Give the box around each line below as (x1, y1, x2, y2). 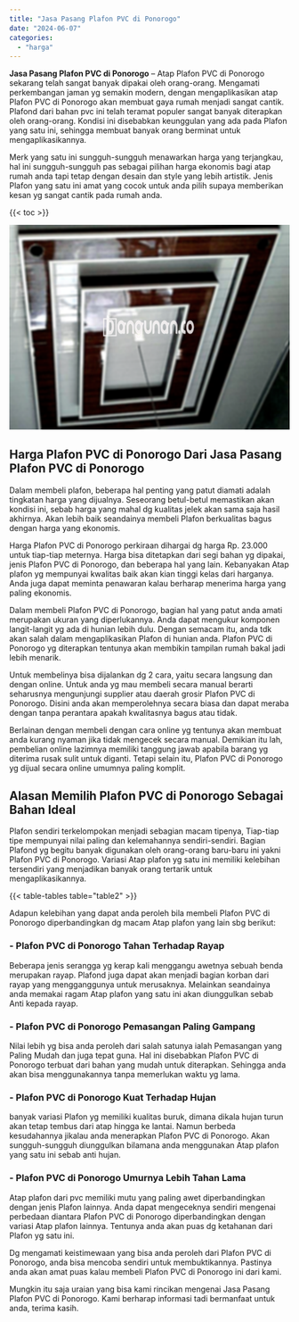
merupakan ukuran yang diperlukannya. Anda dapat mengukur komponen (9, 614, 280, 625)
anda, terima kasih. (9, 1302, 79, 1313)
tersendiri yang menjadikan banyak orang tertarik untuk (9, 864, 213, 875)
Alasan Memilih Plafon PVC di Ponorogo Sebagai (9, 788, 284, 803)
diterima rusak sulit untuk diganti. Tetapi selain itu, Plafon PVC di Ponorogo (9, 752, 283, 763)
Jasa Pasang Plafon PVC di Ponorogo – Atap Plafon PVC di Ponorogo (9, 68, 265, 79)
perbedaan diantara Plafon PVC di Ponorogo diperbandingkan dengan (9, 1210, 266, 1222)
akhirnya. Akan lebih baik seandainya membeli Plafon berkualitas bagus (9, 513, 272, 524)
